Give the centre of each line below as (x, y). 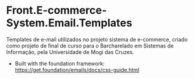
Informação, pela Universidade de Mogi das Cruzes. (70, 52)
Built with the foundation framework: (60, 64)
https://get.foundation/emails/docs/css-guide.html (77, 69)
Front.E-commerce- (57, 10)
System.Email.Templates (69, 23)
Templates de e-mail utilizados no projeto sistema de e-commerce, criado (97, 39)
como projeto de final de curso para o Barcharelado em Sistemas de (90, 46)
